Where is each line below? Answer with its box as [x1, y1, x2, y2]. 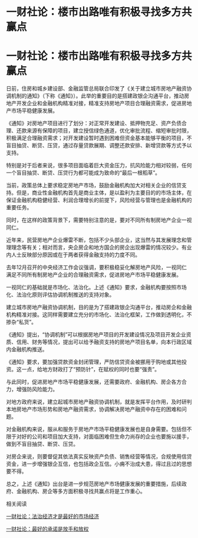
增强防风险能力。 [16, 385, 58, 393]
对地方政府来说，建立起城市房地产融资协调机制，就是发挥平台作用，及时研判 [6, 398, 192, 406]
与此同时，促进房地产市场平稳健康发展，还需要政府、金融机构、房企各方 [6, 378, 181, 385]
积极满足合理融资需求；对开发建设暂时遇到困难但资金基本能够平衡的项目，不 [6, 134, 192, 142]
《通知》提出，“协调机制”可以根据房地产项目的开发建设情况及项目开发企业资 [6, 331, 192, 338]
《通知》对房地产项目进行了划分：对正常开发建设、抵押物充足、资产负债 [6, 119, 181, 127]
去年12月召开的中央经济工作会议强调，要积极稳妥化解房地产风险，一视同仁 [6, 264, 187, 271]
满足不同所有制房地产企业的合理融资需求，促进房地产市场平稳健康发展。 [6, 271, 181, 278]
